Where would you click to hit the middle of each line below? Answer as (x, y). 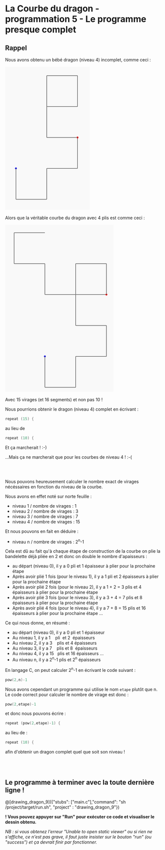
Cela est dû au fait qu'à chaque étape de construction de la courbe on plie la (83, 551)
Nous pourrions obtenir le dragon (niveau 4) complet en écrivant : (72, 409)
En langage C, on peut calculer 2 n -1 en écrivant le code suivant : (70, 670)
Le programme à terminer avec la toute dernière (80, 782)
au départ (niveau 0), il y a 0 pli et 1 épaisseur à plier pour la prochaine (84, 566)
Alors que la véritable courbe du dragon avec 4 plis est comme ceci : (75, 218)
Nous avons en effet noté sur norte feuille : (49, 496)
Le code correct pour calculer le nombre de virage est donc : (67, 694)
